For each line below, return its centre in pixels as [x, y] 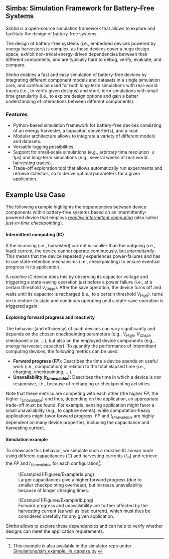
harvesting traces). [32, 163]
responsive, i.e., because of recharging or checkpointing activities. [82, 383]
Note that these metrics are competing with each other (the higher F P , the [82, 393]
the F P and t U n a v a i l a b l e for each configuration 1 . [54, 463]
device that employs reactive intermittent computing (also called [92, 217]
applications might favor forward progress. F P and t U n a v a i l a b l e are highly [80, 416]
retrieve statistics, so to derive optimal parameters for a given [76, 174]
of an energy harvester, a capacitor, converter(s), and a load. [76, 131]
